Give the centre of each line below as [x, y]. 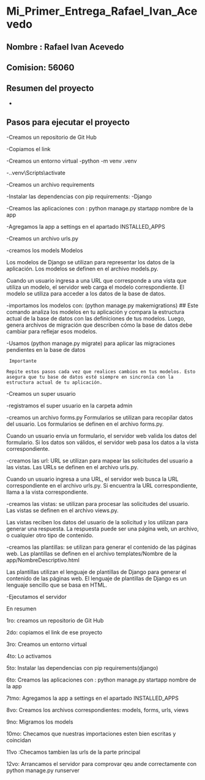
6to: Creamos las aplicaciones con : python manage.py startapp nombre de [102, 680]
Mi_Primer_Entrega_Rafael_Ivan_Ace [102, 11]
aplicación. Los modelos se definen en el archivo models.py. [82, 269]
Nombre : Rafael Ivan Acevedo [65, 47]
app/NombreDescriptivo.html [43, 560]
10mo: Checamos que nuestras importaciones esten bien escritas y [91, 734]
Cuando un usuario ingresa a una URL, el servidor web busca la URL [92, 479]
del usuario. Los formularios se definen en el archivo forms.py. [85, 424]
